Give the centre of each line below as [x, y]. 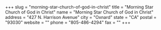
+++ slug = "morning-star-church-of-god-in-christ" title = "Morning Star [79, 7]
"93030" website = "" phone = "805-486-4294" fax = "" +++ [68, 22]
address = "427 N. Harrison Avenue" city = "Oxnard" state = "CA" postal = [81, 17]
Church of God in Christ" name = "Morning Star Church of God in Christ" [79, 12]
